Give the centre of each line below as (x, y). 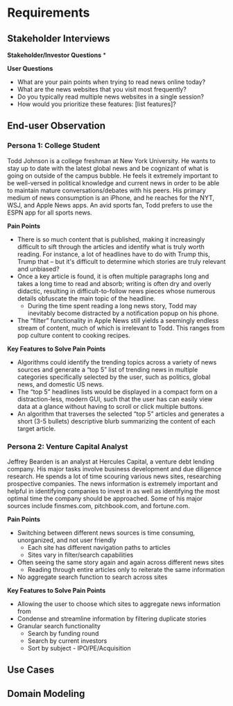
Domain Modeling (46, 693)
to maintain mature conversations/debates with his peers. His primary (106, 190)
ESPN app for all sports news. (50, 212)
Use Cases (31, 670)
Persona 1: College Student (54, 146)
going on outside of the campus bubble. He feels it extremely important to (113, 176)
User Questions (30, 68)
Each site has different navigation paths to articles (99, 547)
